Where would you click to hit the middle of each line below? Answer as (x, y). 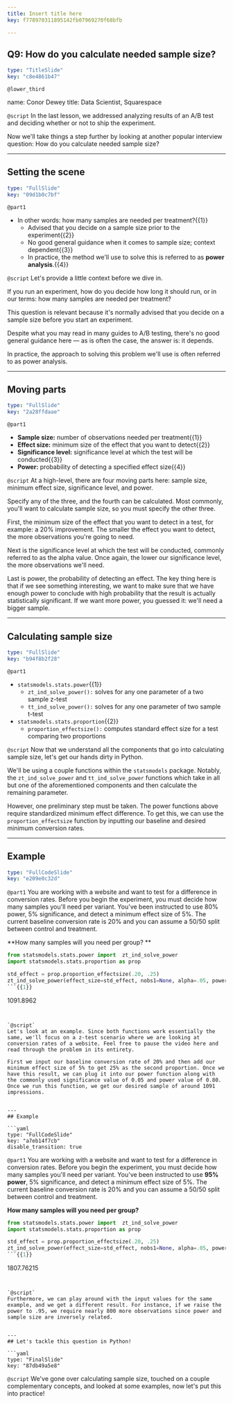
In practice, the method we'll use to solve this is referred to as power (126, 257)
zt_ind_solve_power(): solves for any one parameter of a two (115, 691)
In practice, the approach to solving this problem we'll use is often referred (114, 354)
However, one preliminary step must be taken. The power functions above (113, 806)
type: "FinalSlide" (35, 1360)
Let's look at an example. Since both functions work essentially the (111, 1031)
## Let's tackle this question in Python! (69, 1341)
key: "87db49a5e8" (34, 1366)
